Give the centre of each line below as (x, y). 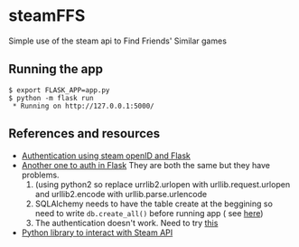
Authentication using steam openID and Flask (106, 156)
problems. (40, 175)
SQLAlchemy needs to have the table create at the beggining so (154, 204)
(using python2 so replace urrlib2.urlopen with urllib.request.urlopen (163, 184)
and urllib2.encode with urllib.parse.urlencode (121, 194)
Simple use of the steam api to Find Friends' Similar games (118, 41)
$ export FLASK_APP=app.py (59, 90)
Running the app (56, 69)
